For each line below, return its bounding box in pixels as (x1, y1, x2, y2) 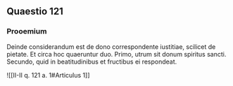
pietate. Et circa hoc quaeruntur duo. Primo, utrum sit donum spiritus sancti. (6, 50, 227, 58)
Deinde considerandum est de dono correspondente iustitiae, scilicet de (6, 42, 216, 51)
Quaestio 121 (6, 6, 64, 17)
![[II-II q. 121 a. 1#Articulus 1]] (6, 71, 90, 79)
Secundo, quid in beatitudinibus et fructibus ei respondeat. (6, 57, 177, 66)
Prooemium (6, 27, 47, 36)
